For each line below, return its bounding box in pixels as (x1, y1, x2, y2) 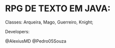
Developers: (5, 28, 29, 34)
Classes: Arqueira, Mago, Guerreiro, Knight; (5, 19, 93, 25)
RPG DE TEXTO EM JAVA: (5, 3, 111, 14)
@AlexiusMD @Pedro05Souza (5, 38, 66, 44)
